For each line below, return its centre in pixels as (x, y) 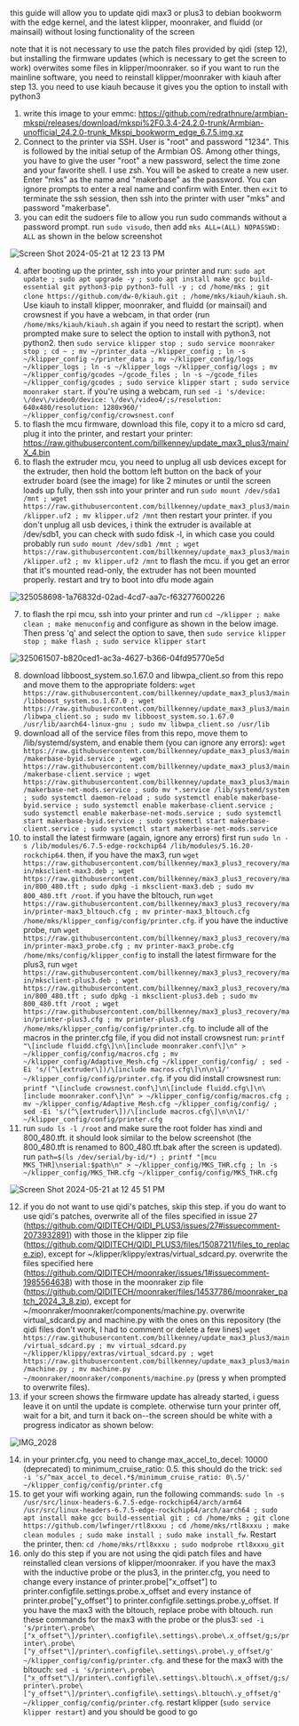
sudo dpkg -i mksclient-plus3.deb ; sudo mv (174, 996)
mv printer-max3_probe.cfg (184, 946)
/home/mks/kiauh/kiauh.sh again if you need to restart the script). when (153, 324)
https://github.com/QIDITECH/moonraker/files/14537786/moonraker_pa (157, 1292)
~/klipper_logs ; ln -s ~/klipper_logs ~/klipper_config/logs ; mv (150, 367)
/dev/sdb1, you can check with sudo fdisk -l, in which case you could (149, 534)
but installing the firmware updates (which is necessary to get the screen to (148, 58)
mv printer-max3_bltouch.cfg (196, 911)
